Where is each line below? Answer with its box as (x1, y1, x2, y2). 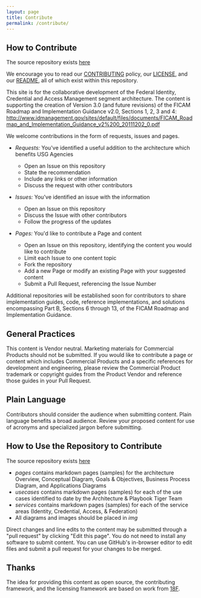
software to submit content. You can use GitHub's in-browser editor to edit (6, 539, 193, 546)
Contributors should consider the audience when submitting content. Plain (6, 410, 192, 418)
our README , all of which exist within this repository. (6, 77, 138, 84)
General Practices (6, 328, 76, 339)
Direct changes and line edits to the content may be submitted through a (6, 525, 187, 533)
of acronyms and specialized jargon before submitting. (6, 424, 143, 431)
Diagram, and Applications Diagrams (15, 482, 107, 489)
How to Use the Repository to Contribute (6, 441, 162, 451)
